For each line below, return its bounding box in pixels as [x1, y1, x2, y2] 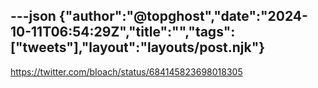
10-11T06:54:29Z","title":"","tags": [10, 24, 236, 41]
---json [10, 8, 57, 25]
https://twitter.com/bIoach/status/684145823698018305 [10, 65, 243, 78]
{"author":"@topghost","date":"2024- [58, 8, 308, 25]
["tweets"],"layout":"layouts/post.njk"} [10, 39, 266, 56]
